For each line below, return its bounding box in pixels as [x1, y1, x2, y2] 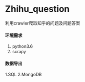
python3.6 [12, 43, 33, 49]
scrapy [12, 49, 26, 55]
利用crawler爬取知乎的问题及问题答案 [5, 20, 81, 26]
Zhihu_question [5, 3, 70, 15]
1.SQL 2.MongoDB [5, 72, 42, 78]
